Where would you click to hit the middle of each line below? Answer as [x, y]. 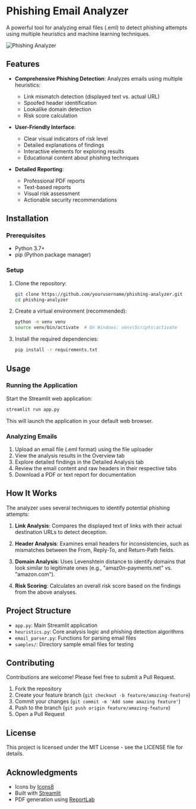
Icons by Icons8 [34, 787]
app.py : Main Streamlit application [56, 625]
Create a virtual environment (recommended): [71, 311]
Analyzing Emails [32, 436]
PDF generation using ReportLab [55, 799]
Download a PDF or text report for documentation [75, 474]
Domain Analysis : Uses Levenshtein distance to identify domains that [100, 561]
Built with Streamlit [38, 793]
